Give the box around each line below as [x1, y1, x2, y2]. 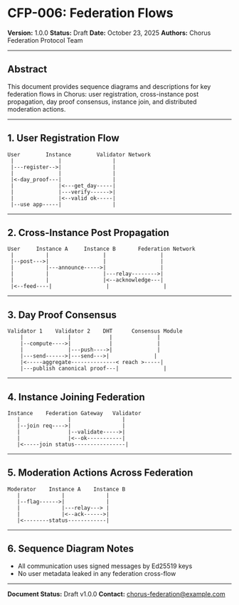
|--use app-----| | [10, 200, 116, 208]
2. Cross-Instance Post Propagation [7, 226, 169, 239]
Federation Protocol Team [7, 36, 83, 44]
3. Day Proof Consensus [7, 309, 117, 321]
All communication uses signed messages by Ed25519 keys [17, 562, 193, 570]
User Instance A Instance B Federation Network [7, 245, 196, 253]
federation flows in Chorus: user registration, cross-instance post [7, 90, 199, 98]
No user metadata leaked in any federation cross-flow [17, 569, 176, 577]
